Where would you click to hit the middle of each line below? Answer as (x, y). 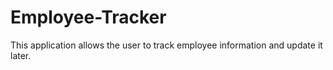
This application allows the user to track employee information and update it (166, 45)
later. (21, 55)
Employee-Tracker (88, 17)
